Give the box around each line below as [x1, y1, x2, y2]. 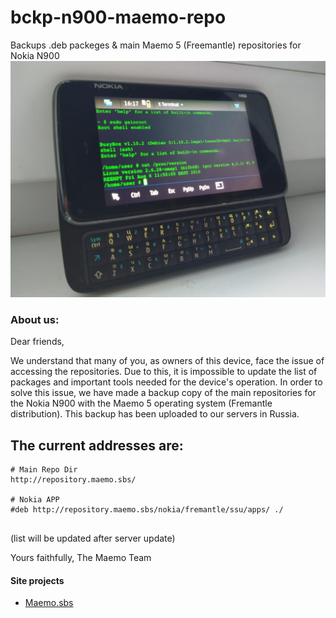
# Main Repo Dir [10, 465, 78, 475]
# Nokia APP [10, 495, 60, 505]
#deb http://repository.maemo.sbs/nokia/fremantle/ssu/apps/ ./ [10, 505, 284, 515]
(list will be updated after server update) [10, 532, 176, 545]
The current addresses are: [10, 437, 184, 454]
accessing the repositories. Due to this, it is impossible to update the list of [10, 366, 318, 378]
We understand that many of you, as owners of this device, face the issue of [10, 355, 325, 367]
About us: [10, 312, 60, 326]
